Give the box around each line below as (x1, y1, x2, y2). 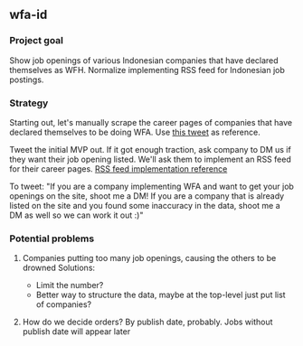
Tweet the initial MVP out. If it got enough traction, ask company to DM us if (9, 144, 291, 154)
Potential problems (9, 232, 95, 245)
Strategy (9, 97, 49, 109)
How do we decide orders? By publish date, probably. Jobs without (22, 316, 273, 328)
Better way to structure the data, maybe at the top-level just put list (35, 289, 287, 301)
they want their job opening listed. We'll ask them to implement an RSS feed (9, 154, 291, 164)
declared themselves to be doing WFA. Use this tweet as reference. (9, 126, 260, 137)
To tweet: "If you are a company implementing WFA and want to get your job (9, 181, 294, 192)
